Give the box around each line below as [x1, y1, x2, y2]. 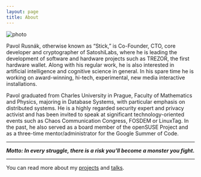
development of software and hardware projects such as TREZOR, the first [6, 55, 190, 62]
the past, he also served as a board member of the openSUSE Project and [6, 123, 188, 131]
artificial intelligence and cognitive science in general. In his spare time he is [6, 67, 194, 74]
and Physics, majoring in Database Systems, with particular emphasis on [6, 98, 185, 105]
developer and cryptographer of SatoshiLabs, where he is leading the [6, 48, 178, 55]
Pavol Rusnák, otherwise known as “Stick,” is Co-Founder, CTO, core [6, 42, 176, 49]
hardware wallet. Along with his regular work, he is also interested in [6, 61, 175, 69]
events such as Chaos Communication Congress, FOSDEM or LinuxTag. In [6, 117, 189, 124]
